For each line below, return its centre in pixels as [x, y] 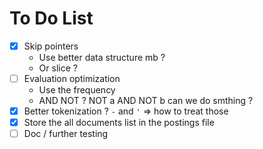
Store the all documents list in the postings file [119, 123]
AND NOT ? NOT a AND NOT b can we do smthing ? [146, 101]
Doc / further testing [66, 134]
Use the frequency [77, 90]
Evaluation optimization [72, 78]
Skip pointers [51, 46]
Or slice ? [58, 68]
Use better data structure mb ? [102, 57]
